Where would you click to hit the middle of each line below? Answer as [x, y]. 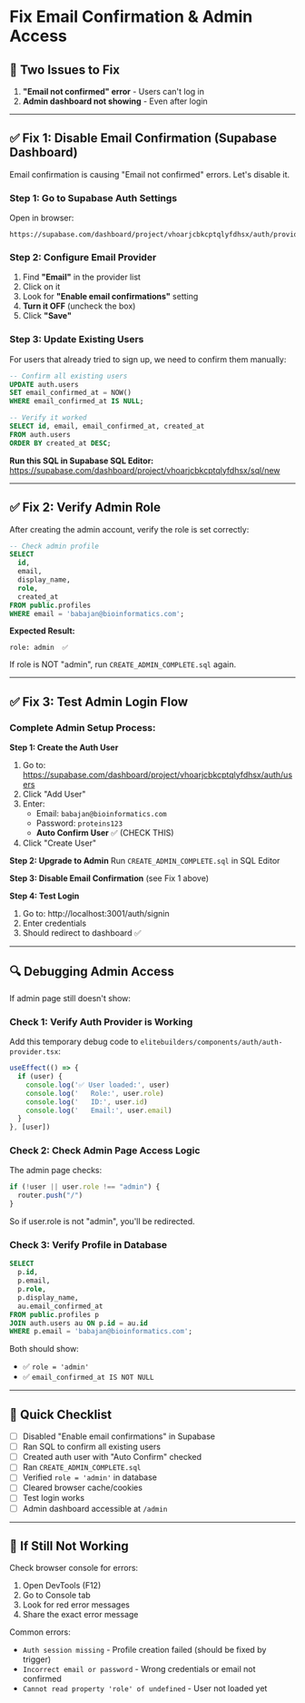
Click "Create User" [59, 843]
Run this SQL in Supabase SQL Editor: [82, 461]
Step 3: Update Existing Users [77, 340]
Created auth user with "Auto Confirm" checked [112, 1457]
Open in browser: [42, 218]
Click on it [41, 287]
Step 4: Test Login [44, 896]
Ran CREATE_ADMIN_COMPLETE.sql [82, 1467]
